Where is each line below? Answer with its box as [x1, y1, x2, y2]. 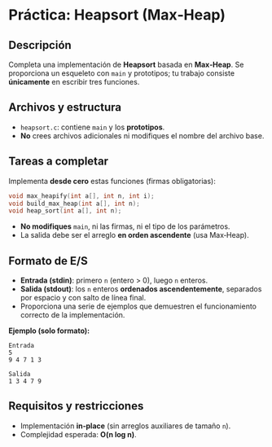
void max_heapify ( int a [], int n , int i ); [8, 191, 155, 200]
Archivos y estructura [8, 100, 122, 115]
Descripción [8, 38, 72, 52]
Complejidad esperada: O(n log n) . [20, 429, 137, 439]
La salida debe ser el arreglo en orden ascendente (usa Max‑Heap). [20, 230, 250, 240]
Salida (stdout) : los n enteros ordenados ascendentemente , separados [20, 284, 262, 294]
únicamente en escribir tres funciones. [8, 77, 140, 86]
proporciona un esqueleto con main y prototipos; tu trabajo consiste [8, 68, 235, 78]
